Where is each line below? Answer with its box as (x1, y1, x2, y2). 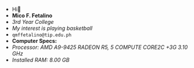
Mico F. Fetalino (11, 12, 53, 19)
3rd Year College (11, 18, 54, 25)
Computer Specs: (11, 38, 57, 44)
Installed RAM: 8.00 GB (11, 57, 70, 63)
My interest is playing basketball (11, 24, 93, 32)
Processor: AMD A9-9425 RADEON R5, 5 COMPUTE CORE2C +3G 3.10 (11, 44, 188, 51)
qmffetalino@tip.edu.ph (11, 32, 72, 38)
